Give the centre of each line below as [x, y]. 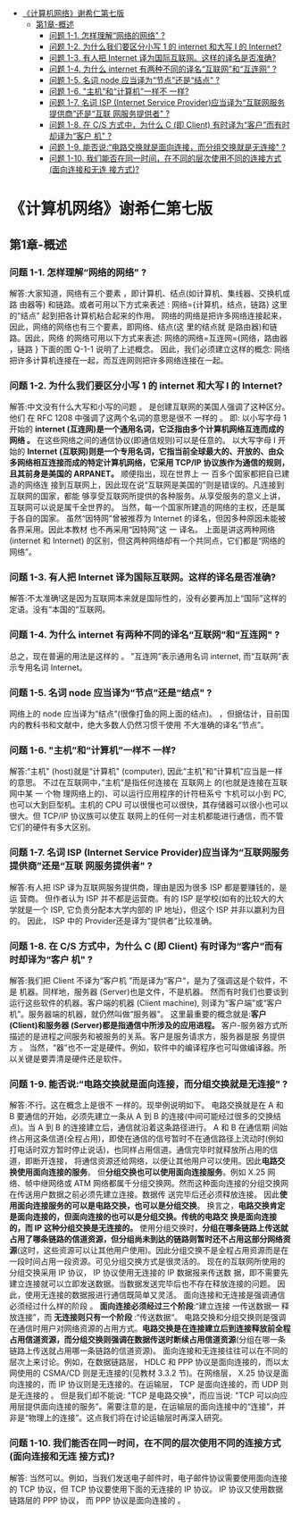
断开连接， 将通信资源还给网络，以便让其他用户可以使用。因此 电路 [155, 1161]
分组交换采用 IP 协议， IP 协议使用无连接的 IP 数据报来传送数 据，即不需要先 [149, 1273]
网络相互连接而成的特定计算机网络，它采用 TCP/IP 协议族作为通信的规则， [153, 463]
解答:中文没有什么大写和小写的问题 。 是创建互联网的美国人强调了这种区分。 [150, 407]
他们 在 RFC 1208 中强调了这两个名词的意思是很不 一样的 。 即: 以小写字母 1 [148, 418]
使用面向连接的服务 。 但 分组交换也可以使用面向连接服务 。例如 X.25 [141, 1172]
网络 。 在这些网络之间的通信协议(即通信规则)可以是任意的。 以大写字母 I [143, 440]
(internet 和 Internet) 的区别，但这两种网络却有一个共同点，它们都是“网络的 [147, 541]
